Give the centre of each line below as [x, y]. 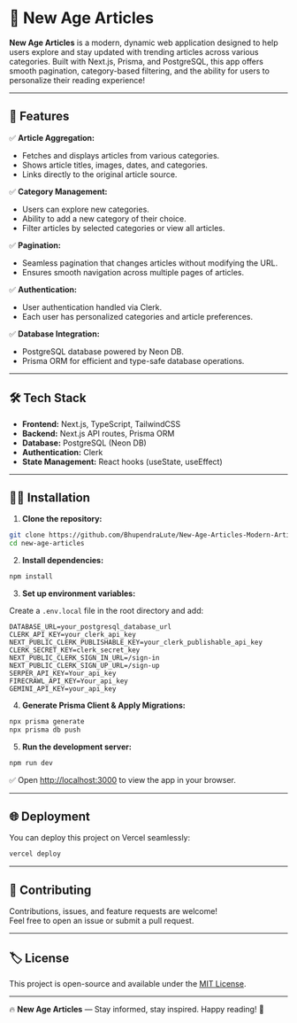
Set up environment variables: [79, 593]
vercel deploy [35, 854]
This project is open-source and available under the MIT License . [128, 983]
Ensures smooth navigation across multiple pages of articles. [133, 272]
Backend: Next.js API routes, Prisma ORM [98, 433]
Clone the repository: [62, 519]
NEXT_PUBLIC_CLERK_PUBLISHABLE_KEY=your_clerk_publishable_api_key [136, 642]
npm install [31, 577]
